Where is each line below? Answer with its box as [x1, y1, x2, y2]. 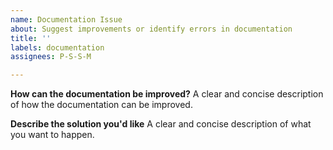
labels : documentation [10, 42, 105, 53]
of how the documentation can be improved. [10, 99, 193, 111]
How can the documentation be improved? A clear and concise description [10, 88, 324, 100]
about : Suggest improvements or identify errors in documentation [10, 24, 293, 34]
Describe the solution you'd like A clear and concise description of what [10, 118, 312, 130]
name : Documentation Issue [10, 14, 123, 25]
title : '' [10, 33, 52, 43]
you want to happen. [10, 129, 95, 141]
